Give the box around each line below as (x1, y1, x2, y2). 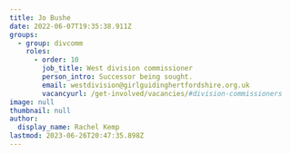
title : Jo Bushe (9, 13, 71, 23)
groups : (9, 30, 39, 39)
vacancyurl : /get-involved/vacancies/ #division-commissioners (42, 89, 283, 98)
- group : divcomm (17, 38, 84, 48)
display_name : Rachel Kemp (17, 123, 120, 132)
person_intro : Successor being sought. (42, 72, 194, 82)
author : (9, 114, 39, 123)
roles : (25, 47, 51, 56)
